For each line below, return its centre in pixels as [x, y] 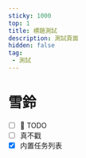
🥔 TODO [33, 125]
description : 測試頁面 [43, 38]
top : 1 [19, 23]
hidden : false [32, 46]
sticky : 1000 [30, 16]
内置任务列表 [41, 145]
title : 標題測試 [33, 30]
